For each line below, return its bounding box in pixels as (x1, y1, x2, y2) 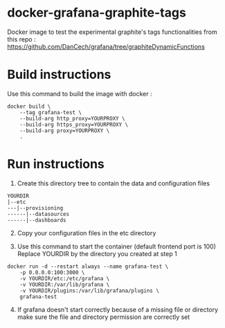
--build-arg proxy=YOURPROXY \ (19, 127, 110, 134)
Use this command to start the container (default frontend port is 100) (17, 242, 217, 250)
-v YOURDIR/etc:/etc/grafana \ (19, 275, 110, 282)
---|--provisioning (7, 204, 64, 212)
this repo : (7, 35, 36, 43)
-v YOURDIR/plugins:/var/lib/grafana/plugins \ (19, 287, 159, 294)
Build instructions (7, 67, 111, 82)
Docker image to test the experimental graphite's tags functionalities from (7, 28, 217, 36)
